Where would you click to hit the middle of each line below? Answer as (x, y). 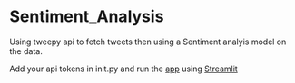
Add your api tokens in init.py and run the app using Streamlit (123, 69)
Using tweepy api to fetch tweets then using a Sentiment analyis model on (148, 41)
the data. (26, 51)
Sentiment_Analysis (87, 17)
